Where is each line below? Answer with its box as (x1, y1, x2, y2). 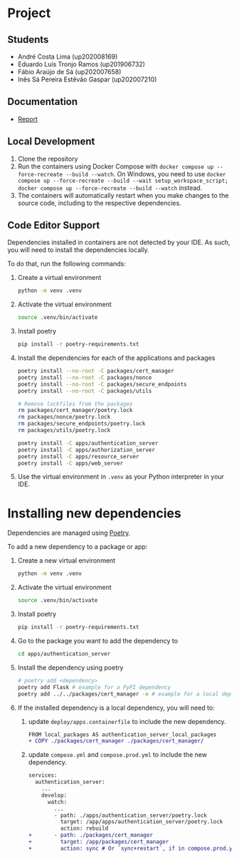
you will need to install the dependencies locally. (7, 246, 149, 254)
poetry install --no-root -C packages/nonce (17, 373, 152, 381)
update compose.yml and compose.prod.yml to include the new (28, 750, 208, 759)
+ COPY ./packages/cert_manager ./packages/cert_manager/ (28, 738, 204, 745)
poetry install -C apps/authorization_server (17, 446, 155, 453)
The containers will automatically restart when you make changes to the (17, 191, 229, 199)
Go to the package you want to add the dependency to (17, 637, 179, 645)
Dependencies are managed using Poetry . (7, 528, 131, 537)
